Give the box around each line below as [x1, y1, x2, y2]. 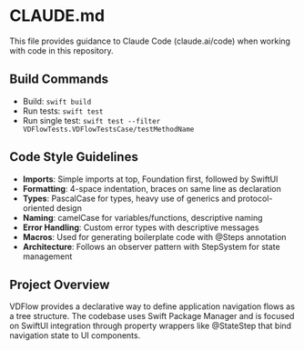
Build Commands [9, 72, 109, 87]
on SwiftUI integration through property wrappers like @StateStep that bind [9, 320, 292, 332]
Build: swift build [22, 95, 92, 106]
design [56, 202, 82, 214]
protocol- [238, 193, 273, 204]
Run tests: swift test [22, 105, 104, 116]
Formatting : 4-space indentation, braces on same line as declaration [22, 183, 282, 194]
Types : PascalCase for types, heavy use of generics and [22, 193, 237, 204]
